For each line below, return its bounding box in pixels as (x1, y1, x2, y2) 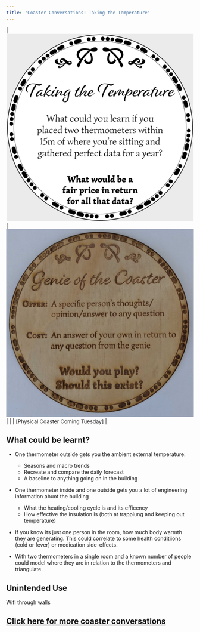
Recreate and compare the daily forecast (23, 468, 124, 476)
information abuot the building (14, 493, 89, 500)
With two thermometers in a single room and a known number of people (14, 553, 192, 560)
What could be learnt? (6, 435, 90, 445)
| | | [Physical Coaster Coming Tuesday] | (6, 418, 107, 425)
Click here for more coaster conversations (6, 616, 166, 626)
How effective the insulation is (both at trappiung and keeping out (23, 511, 185, 518)
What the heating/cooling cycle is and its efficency (23, 504, 148, 511)
